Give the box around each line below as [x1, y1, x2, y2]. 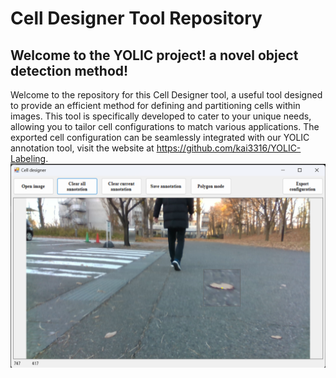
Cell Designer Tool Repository [10, 7, 263, 30]
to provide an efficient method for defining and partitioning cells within [10, 100, 301, 111]
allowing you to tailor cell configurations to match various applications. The [10, 121, 320, 132]
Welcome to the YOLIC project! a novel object [10, 47, 299, 64]
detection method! [10, 62, 129, 79]
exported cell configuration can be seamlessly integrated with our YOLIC [10, 132, 310, 143]
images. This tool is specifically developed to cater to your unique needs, [10, 110, 312, 122]
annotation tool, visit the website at [10, 142, 155, 154]
